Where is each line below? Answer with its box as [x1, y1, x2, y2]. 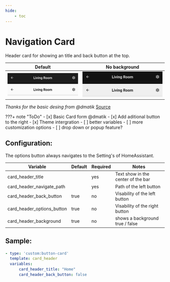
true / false [115, 221, 138, 227]
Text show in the [115, 171, 150, 177]
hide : [5, 8, 17, 13]
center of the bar [115, 176, 150, 182]
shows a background [115, 215, 159, 221]
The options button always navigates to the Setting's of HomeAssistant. [5, 152, 154, 158]
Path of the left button [115, 183, 161, 189]
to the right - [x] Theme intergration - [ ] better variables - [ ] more [5, 119, 143, 125]
